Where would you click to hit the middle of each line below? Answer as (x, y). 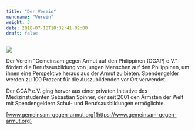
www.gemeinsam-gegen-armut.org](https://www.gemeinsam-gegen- (93, 115)
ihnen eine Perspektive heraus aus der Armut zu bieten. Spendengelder (93, 73)
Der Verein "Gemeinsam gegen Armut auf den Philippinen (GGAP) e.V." (92, 61)
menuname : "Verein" (30, 17)
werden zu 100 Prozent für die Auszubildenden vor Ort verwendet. (86, 80)
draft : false (22, 33)
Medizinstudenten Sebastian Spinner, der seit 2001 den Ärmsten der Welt (95, 97)
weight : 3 (18, 22)
